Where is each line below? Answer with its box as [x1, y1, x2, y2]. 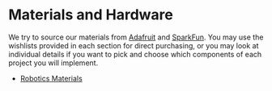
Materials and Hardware [8, 6, 174, 24]
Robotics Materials [19, 73, 83, 83]
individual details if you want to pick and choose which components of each [8, 49, 262, 59]
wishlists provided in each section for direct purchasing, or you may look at [8, 40, 259, 50]
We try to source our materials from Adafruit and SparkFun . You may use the [8, 32, 264, 42]
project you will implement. [8, 58, 99, 68]
